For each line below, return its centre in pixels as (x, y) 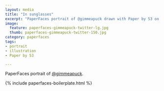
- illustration (21, 51)
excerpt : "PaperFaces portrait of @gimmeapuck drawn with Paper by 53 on (82, 19)
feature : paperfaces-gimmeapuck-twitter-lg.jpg (59, 28)
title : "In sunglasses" (29, 14)
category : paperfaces (27, 37)
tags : (11, 42)
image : (12, 23)
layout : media (20, 10)
